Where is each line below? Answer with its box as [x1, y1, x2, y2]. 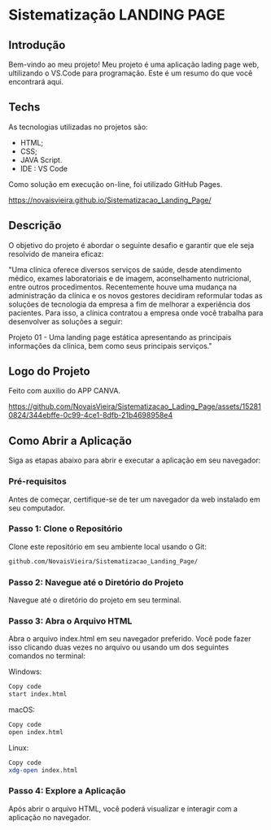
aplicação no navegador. [8, 812, 91, 822]
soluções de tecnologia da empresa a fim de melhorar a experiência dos [8, 299, 251, 309]
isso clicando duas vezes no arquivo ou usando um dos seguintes [8, 642, 229, 652]
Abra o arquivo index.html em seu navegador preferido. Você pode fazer [8, 634, 251, 644]
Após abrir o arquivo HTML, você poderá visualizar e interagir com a [8, 803, 238, 814]
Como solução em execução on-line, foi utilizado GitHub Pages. [8, 179, 223, 189]
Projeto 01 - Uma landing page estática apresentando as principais [8, 332, 232, 342]
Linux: [8, 742, 29, 753]
